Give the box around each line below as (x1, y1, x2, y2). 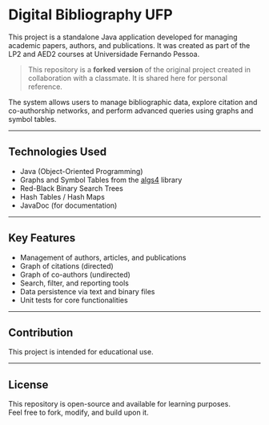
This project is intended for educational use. (8, 347, 154, 357)
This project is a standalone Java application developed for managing (8, 32, 238, 42)
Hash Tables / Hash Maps (19, 192, 106, 201)
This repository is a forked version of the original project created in (27, 64, 251, 74)
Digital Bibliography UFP (8, 6, 174, 24)
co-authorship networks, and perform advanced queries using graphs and (8, 106, 254, 115)
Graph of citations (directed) (19, 261, 114, 270)
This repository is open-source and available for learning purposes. (8, 399, 231, 409)
